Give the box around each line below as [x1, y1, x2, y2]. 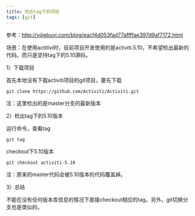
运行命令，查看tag [6, 125, 51, 132]
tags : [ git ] [6, 14, 36, 20]
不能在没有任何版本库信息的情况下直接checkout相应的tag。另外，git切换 [6, 196, 183, 203]
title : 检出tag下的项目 [6, 8, 59, 15]
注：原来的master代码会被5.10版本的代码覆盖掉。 [6, 170, 126, 178]
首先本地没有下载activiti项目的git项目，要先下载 [6, 77, 122, 84]
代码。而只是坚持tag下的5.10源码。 [6, 51, 91, 58]
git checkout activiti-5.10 [6, 160, 76, 166]
